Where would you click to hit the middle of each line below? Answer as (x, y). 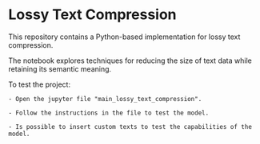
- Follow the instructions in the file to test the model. (109, 113)
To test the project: (39, 84)
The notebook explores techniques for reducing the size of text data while (130, 60)
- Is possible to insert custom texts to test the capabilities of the (130, 126)
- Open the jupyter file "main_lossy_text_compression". (105, 99)
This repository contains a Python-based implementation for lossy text (124, 37)
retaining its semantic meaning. (60, 68)
